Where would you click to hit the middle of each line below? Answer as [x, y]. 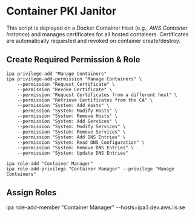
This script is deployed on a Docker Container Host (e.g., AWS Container [97, 28]
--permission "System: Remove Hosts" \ [68, 116]
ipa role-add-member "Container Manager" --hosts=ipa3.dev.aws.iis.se [96, 207]
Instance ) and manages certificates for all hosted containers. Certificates [97, 34]
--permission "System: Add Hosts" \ [64, 105]
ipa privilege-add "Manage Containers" [57, 74]
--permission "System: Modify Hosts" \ [68, 111]
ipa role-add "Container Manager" [50, 164]
